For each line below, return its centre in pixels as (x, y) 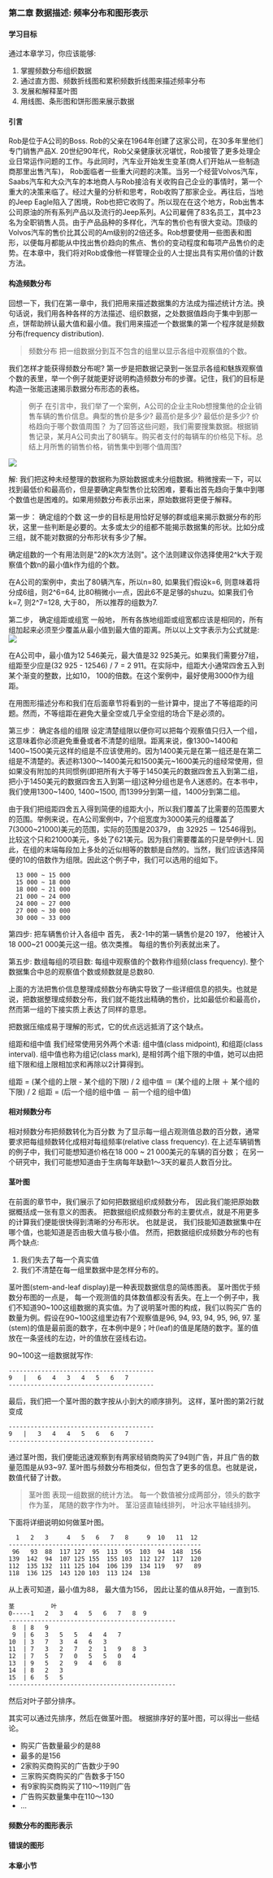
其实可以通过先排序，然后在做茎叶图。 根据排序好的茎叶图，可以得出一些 (130, 1718)
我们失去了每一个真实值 (59, 1259)
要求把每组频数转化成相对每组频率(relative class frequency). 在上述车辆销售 (135, 1141)
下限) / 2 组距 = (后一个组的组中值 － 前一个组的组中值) (100, 1092)
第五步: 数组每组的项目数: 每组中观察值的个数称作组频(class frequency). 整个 (136, 961)
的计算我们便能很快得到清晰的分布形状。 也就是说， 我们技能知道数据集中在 (135, 1222)
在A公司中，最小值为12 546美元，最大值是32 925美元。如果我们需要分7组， (136, 655)
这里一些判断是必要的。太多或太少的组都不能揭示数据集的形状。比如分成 (143, 527)
